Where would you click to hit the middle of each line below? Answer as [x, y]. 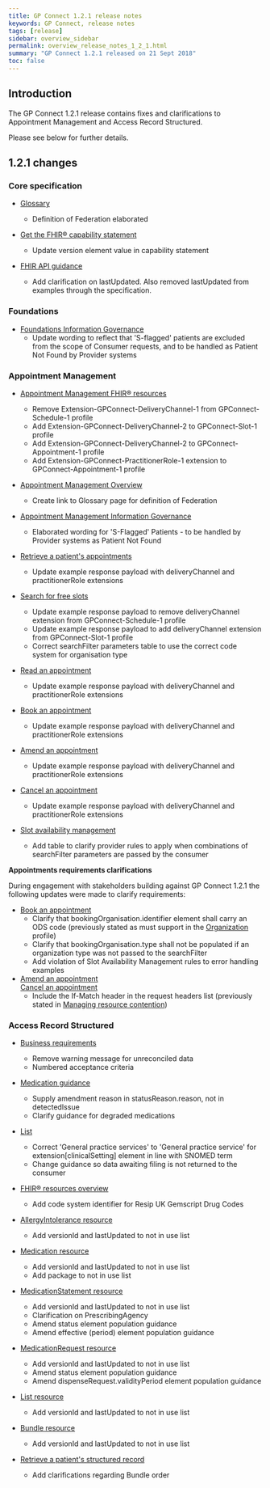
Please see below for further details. [69, 137]
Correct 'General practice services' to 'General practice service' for [144, 1147]
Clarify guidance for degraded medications [104, 1116]
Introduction [40, 94]
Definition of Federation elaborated [90, 219]
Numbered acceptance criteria [83, 1067]
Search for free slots [54, 596]
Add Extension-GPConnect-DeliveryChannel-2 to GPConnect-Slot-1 [145, 426]
